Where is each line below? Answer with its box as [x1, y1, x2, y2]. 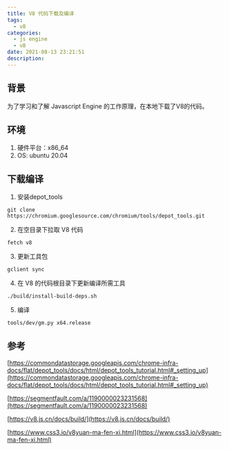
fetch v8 [7, 239, 32, 246]
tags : [7, 17, 23, 23]
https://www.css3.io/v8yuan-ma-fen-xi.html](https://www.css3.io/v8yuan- [9, 429, 222, 436]
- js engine [13, 36, 48, 43]
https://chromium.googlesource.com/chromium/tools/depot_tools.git [7, 213, 206, 219]
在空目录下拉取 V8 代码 [17, 226, 83, 234]
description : [7, 55, 45, 62]
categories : [7, 29, 41, 37]
